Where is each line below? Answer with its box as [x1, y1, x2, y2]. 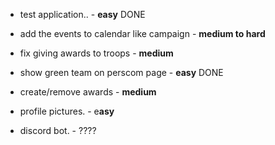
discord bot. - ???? [19, 125, 97, 136]
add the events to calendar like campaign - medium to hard [19, 28, 266, 39]
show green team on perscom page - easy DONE [19, 67, 224, 78]
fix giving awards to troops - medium [19, 47, 174, 59]
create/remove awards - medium [19, 86, 157, 98]
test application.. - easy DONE [19, 9, 146, 20]
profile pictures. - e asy [19, 105, 115, 117]
